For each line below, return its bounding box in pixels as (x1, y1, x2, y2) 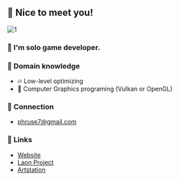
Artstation (17, 165, 46, 174)
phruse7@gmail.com (17, 118, 77, 126)
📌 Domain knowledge (7, 61, 80, 71)
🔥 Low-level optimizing (17, 77, 83, 85)
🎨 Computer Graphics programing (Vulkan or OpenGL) (17, 84, 173, 93)
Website (17, 150, 42, 159)
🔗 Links (7, 135, 33, 145)
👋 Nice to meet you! (7, 7, 94, 19)
